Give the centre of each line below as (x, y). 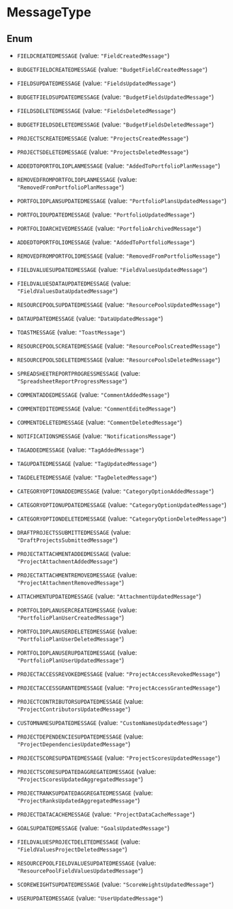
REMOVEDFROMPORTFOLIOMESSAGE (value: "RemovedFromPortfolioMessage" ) (119, 256)
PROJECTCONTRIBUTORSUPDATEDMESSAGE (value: (80, 701)
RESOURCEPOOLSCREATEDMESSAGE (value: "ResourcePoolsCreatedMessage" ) (119, 346)
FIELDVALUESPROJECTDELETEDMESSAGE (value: (79, 842)
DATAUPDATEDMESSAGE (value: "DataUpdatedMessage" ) (90, 318)
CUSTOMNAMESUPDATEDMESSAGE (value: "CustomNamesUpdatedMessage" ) (112, 723)
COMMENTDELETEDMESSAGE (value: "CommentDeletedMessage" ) (100, 422)
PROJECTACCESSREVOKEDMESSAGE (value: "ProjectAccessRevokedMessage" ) (119, 674)
